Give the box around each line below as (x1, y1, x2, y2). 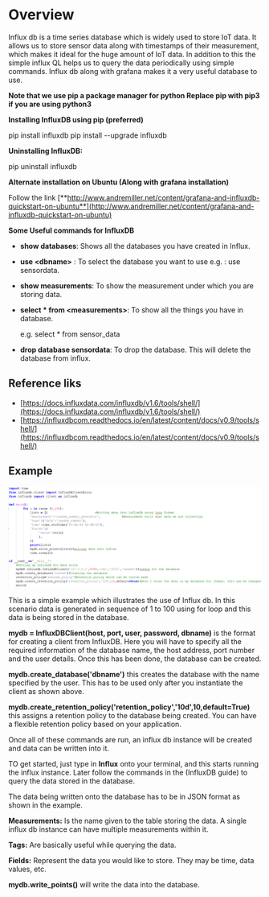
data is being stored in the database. (8, 613, 130, 622)
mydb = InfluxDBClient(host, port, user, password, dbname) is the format (8, 628, 256, 638)
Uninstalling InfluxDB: (8, 146, 83, 155)
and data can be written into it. (8, 743, 110, 754)
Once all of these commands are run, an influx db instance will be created (8, 735, 253, 745)
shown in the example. (8, 800, 83, 810)
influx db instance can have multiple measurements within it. (8, 825, 209, 834)
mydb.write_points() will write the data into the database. (8, 880, 200, 890)
